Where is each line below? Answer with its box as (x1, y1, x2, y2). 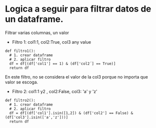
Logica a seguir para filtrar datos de (5, 3, 152, 15)
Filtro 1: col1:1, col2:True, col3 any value (12, 39, 91, 45)
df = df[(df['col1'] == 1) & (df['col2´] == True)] (9, 61, 116, 66)
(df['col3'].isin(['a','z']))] (5, 115, 68, 120)
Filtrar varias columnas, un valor (5, 30, 69, 35)
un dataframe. (5, 14, 64, 25)
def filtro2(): (5, 98, 36, 103)
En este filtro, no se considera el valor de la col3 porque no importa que (5, 74, 148, 80)
